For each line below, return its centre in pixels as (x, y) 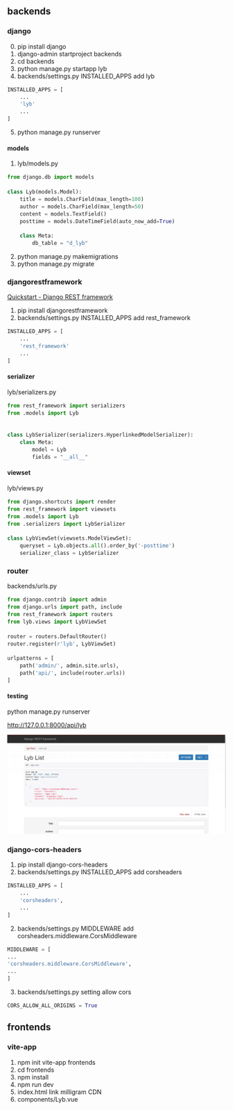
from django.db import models (51, 177)
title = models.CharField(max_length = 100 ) (82, 199)
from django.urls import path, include (65, 607)
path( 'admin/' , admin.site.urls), (69, 666)
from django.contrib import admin (57, 600)
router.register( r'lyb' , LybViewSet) (62, 644)
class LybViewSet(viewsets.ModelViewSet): (69, 538)
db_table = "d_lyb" (60, 243)
